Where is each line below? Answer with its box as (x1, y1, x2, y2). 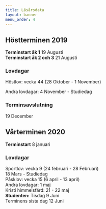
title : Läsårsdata (5, 7, 44, 13)
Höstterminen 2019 (5, 36, 68, 44)
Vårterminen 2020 (5, 128, 65, 136)
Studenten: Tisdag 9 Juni (5, 192, 60, 198)
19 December (5, 113, 34, 119)
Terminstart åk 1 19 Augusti (5, 49, 64, 55)
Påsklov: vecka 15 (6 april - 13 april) (5, 176, 80, 182)
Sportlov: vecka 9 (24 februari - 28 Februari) (5, 165, 99, 171)
